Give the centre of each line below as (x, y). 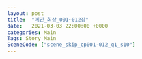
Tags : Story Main (32, 39)
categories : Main (32, 32)
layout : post (26, 13)
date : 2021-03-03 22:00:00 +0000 (58, 26)
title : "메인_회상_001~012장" (48, 20)
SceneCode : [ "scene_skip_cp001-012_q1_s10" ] (71, 45)
